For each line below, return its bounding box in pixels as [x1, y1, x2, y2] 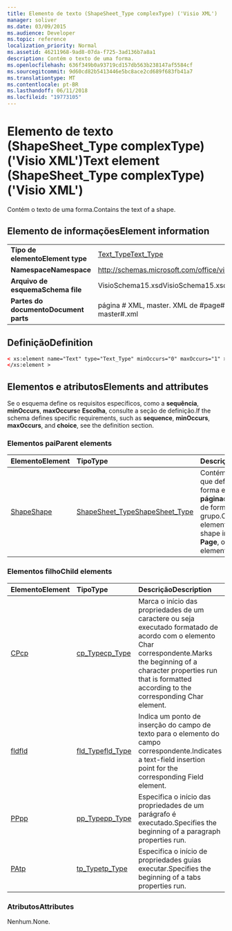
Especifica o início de [137, 846, 208, 856]
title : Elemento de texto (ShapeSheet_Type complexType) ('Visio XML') [7, 10, 217, 17]
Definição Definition [7, 337, 93, 349]
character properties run [137, 665, 217, 675]
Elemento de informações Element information [7, 226, 210, 237]
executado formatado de [137, 622, 219, 632]
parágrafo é [137, 809, 177, 819]
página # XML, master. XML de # [97, 300, 204, 310]
